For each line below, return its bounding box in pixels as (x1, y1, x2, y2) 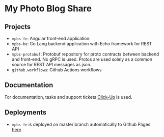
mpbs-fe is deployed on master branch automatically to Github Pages (11, 121, 151, 127)
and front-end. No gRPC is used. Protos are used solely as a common (11, 56, 153, 62)
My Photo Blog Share (4, 3, 92, 14)
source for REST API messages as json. (11, 62, 92, 67)
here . (11, 126, 23, 133)
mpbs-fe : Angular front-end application (11, 35, 90, 41)
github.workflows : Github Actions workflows (11, 67, 102, 73)
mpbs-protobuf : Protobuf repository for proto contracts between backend (11, 51, 159, 57)
